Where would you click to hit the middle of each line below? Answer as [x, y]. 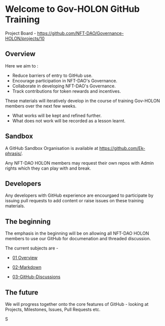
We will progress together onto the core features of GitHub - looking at [77, 304]
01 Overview [25, 258]
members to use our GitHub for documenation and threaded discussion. [78, 239]
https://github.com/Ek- [122, 148]
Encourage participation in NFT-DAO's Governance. [65, 80]
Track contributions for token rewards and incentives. [66, 91]
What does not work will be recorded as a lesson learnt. [69, 121]
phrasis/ [13, 153]
